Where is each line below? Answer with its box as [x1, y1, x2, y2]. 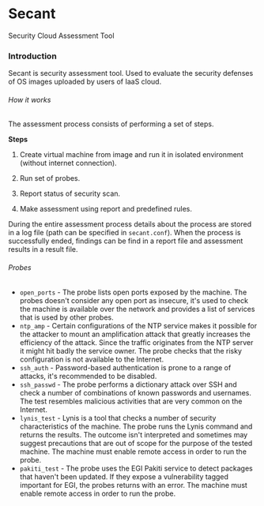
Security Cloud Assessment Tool [8, 31, 115, 40]
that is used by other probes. [19, 313, 114, 322]
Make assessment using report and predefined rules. [19, 204, 192, 214]
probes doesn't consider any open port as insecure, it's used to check [19, 295, 249, 305]
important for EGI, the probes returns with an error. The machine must [19, 480, 247, 489]
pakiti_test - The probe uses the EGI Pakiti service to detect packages [19, 463, 253, 473]
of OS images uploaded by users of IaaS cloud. [8, 77, 162, 87]
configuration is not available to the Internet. [19, 354, 164, 364]
